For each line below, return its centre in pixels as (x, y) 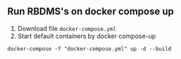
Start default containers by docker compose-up (87, 36)
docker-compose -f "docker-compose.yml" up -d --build (89, 48)
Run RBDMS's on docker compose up (90, 12)
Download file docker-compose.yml (67, 28)
